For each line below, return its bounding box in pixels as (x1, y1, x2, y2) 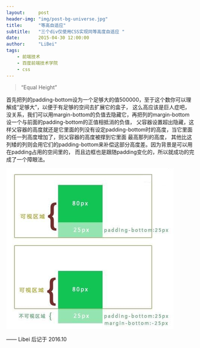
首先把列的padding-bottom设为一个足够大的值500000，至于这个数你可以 (6, 96, 186, 103)
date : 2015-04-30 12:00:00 (6, 35, 90, 41)
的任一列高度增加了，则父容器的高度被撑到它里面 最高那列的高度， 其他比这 (6, 133, 192, 141)
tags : (6, 48, 20, 54)
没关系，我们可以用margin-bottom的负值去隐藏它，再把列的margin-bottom (6, 111, 190, 118)
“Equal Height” (20, 84, 57, 91)
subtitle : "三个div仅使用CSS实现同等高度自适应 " (6, 29, 125, 35)
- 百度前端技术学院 (17, 60, 59, 66)
